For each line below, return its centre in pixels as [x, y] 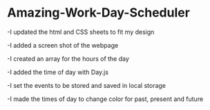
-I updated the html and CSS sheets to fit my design [81, 32]
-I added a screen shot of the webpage [63, 45]
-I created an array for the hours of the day [68, 58]
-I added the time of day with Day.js [58, 72]
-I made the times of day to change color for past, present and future [105, 99]
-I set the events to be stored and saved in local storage [87, 85]
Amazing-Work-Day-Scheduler [98, 13]
